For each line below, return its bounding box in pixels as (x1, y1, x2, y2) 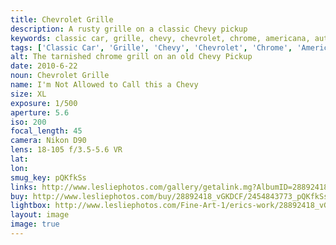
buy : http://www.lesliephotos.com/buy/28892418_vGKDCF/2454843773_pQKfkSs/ (10, 191, 333, 201)
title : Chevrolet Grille (10, 14, 114, 25)
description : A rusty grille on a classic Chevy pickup (10, 24, 248, 34)
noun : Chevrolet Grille (10, 71, 110, 81)
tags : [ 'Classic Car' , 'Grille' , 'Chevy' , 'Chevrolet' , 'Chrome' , (10, 42, 293, 53)
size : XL (10, 89, 47, 99)
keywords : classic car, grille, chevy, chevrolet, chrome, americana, (10, 33, 311, 43)
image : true (10, 219, 60, 230)
